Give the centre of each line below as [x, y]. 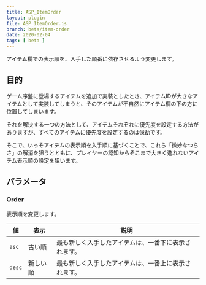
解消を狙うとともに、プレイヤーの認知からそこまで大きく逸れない [105, 153]
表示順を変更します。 [33, 214]
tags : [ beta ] [26, 41]
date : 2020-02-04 [29, 35]
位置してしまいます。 [33, 111]
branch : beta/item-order [38, 29]
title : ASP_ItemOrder [34, 12]
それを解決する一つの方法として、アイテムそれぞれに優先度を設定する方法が [103, 124]
